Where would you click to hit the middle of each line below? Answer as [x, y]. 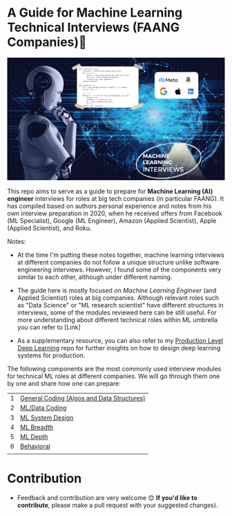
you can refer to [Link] [49, 328]
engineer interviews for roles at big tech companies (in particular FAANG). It [116, 199]
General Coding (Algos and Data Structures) [83, 398]
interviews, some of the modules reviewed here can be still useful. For [117, 312]
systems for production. [51, 355]
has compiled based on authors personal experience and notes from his [109, 206]
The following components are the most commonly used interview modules [114, 369]
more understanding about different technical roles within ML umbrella [117, 320]
